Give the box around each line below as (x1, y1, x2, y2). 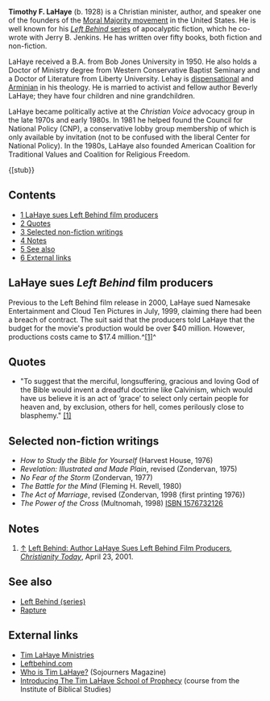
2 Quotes (19, 218, 51, 228)
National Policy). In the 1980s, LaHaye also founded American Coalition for (8, 141, 256, 150)
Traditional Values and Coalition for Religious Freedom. (8, 149, 191, 159)
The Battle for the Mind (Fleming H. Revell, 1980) (19, 482, 182, 491)
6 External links (19, 252, 72, 262)
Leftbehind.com (19, 658, 73, 668)
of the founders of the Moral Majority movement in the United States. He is (8, 15, 256, 25)
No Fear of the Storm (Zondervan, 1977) (19, 473, 153, 482)
